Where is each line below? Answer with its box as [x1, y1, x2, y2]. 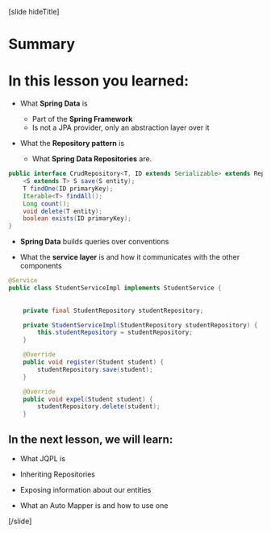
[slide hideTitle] [8, 7, 60, 16]
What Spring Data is [19, 98, 88, 108]
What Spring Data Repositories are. [31, 154, 152, 164]
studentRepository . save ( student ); [37, 365, 153, 373]
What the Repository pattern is [19, 139, 125, 148]
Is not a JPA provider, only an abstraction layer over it [31, 123, 210, 132]
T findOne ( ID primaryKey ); [23, 185, 114, 193]
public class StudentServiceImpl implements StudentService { [8, 284, 222, 292]
